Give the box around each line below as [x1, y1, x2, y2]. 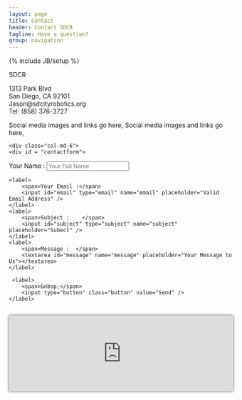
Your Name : [9, 161, 46, 170]
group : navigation [9, 37, 63, 44]
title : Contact [9, 17, 54, 24]
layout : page [9, 10, 48, 18]
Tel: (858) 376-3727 [9, 107, 68, 116]
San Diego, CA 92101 [9, 92, 70, 101]
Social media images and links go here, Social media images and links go [9, 121, 223, 129]
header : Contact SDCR [9, 24, 73, 31]
